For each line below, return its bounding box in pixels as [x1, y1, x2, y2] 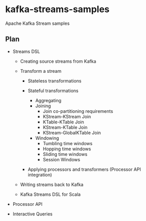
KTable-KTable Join [43, 119, 85, 125]
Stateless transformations [27, 77, 82, 84]
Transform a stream [20, 68, 62, 74]
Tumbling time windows [43, 140, 93, 146]
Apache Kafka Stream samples [5, 20, 70, 26]
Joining [35, 103, 51, 109]
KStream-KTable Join [43, 124, 88, 130]
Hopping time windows [43, 146, 91, 152]
